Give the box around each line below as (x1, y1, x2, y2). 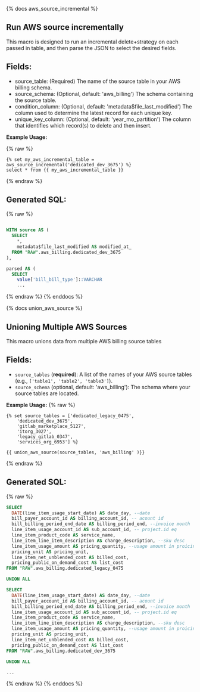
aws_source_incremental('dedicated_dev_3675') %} (6, 162, 132, 167)
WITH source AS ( (6, 227, 49, 233)
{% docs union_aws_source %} (6, 305, 83, 312)
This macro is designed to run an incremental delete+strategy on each (6, 38, 179, 45)
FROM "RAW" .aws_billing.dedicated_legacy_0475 (6, 566, 124, 572)
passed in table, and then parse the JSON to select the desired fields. (6, 44, 177, 51)
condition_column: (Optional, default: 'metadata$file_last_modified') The (14, 103, 192, 110)
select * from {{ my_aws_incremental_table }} (6, 167, 124, 173)
